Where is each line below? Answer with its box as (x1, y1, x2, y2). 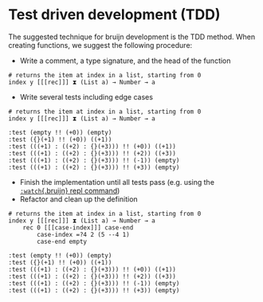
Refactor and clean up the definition (19, 194, 138, 204)
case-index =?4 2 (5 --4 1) (37, 230, 130, 238)
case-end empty (37, 237, 88, 245)
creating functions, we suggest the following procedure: (8, 40, 193, 49)
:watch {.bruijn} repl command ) (19, 186, 120, 195)
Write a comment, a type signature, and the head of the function (19, 56, 231, 65)
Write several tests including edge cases (19, 92, 154, 101)
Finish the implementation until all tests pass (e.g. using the (19, 177, 215, 186)
